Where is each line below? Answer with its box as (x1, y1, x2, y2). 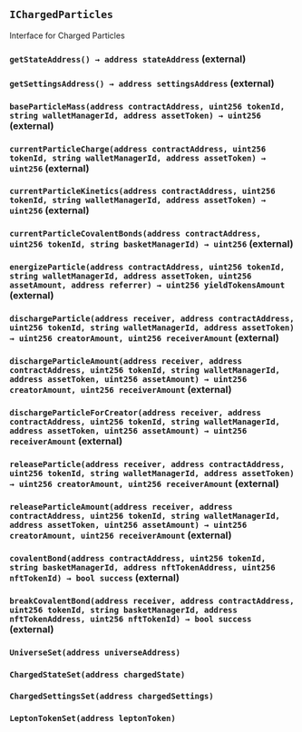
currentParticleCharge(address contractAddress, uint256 (9, 143, 267, 154)
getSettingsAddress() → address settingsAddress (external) (9, 77, 275, 90)
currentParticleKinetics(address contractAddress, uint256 (9, 186, 276, 197)
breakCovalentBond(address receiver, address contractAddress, (9, 595, 295, 606)
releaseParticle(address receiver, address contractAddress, (9, 459, 286, 469)
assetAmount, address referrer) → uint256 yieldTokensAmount (9, 280, 286, 290)
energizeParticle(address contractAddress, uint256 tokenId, (9, 262, 286, 272)
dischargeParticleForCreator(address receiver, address (9, 408, 261, 418)
